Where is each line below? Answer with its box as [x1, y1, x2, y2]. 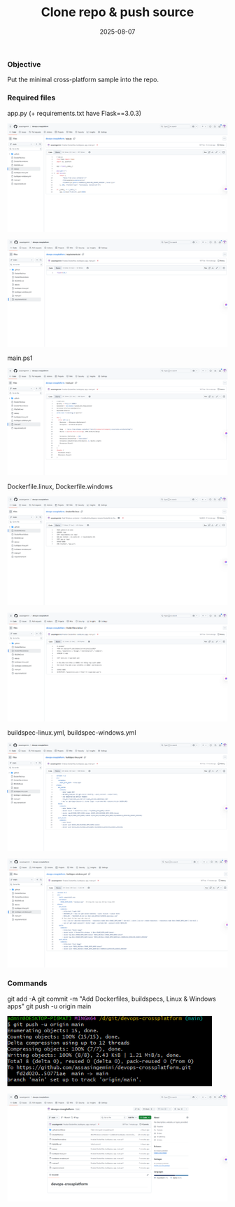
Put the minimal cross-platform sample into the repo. [7, 75, 159, 84]
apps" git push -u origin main [7, 1001, 92, 1011]
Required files [7, 93, 56, 102]
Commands [7, 978, 48, 988]
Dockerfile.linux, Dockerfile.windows [7, 482, 113, 491]
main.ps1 [7, 354, 33, 362]
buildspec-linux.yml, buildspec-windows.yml [7, 728, 136, 737]
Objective [7, 59, 41, 69]
